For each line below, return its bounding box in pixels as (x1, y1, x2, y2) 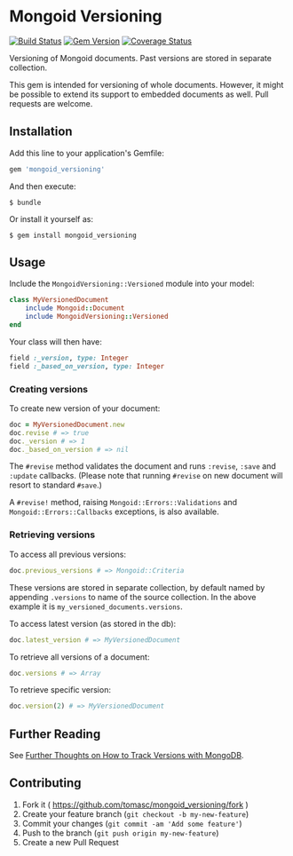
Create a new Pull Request (21, 836, 120, 847)
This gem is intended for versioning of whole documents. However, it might (9, 79, 284, 90)
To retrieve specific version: (9, 685, 111, 695)
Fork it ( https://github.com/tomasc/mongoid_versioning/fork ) (21, 799, 249, 810)
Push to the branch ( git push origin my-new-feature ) (21, 828, 219, 838)
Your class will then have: (9, 336, 102, 347)
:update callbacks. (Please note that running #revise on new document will (9, 471, 283, 481)
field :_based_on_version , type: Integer (9, 361, 165, 370)
